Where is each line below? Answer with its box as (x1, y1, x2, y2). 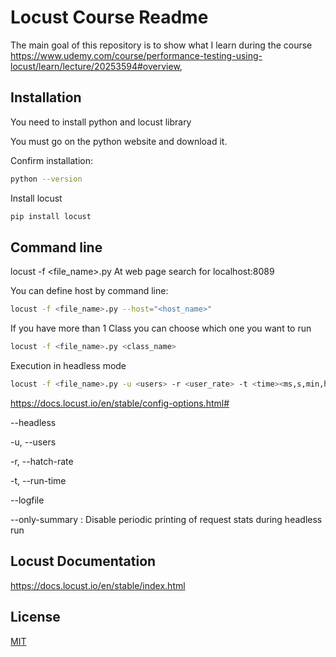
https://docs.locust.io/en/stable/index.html (10, 579, 186, 591)
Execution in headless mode (10, 360, 127, 372)
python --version (10, 174, 83, 184)
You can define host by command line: (10, 285, 169, 297)
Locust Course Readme (10, 6, 209, 29)
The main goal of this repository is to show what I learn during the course (10, 39, 313, 51)
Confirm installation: (10, 154, 94, 166)
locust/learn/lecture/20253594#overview (10, 60, 180, 72)
